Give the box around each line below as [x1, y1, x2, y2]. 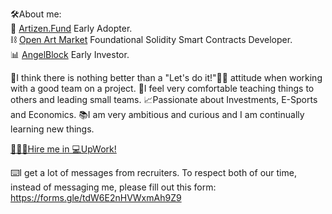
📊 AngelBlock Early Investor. [10, 49, 130, 60]
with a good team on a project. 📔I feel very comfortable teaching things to [10, 83, 315, 94]
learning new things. [10, 123, 95, 135]
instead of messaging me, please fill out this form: [10, 181, 217, 193]
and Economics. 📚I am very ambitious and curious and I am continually [10, 109, 305, 120]
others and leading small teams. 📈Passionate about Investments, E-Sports [10, 94, 318, 105]
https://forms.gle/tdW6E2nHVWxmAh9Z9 [10, 192, 182, 203]
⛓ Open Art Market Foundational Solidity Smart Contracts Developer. [10, 34, 293, 45]
